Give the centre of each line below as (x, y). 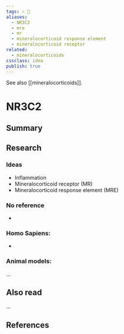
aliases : (17, 17)
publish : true (24, 66)
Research (24, 148)
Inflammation (31, 177)
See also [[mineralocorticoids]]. (44, 83)
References (28, 325)
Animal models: (29, 261)
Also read (24, 292)
